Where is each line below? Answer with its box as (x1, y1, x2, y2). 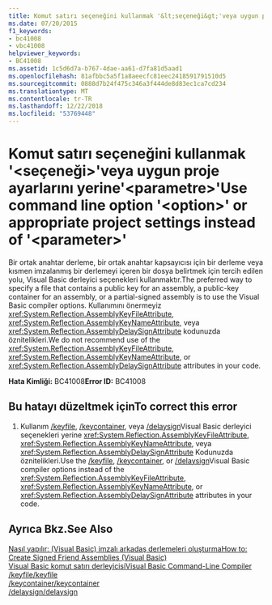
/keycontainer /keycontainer (8, 578, 100, 588)
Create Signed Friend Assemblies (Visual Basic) (8, 552, 168, 562)
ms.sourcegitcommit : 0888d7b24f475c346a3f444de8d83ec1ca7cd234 (8, 79, 227, 87)
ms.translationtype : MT (8, 87, 89, 96)
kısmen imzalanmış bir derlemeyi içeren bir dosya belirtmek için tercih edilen (8, 266, 264, 275)
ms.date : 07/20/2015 (8, 19, 79, 28)
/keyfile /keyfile (8, 569, 58, 579)
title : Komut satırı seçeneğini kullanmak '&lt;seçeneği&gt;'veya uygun (8, 11, 259, 20)
